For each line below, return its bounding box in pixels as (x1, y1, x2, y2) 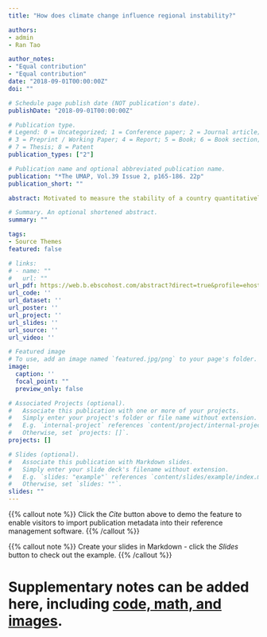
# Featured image (8, 348, 66, 356)
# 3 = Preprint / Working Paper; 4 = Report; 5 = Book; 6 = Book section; (8, 136, 261, 144)
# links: (8, 260, 37, 268)
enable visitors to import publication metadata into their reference (8, 518, 223, 527)
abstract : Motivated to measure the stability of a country (8, 194, 212, 202)
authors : (8, 25, 37, 34)
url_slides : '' (8, 318, 59, 326)
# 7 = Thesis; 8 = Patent (8, 143, 94, 151)
